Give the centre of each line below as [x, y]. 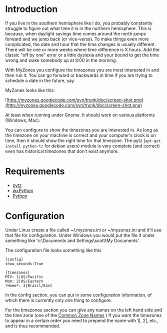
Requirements [35, 171]
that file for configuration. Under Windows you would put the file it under [80, 235]
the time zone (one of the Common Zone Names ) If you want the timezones [83, 315]
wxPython [23, 190]
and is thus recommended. [33, 325]
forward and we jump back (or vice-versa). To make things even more [77, 39]
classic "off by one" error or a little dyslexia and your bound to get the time [82, 55]
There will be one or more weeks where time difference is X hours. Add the [82, 49]
